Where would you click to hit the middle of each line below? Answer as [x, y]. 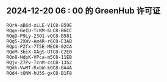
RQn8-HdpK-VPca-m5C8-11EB [39, 57]
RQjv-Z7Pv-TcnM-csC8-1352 [39, 63]
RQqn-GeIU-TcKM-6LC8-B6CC [39, 30]
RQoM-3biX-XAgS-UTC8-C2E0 [39, 52]
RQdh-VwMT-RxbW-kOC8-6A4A [39, 68]
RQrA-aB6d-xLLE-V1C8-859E [39, 25]
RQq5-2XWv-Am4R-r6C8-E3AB [39, 41]
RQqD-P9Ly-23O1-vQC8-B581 [39, 36]
